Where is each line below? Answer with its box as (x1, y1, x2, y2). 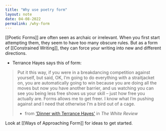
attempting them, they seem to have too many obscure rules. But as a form (5, 40, 158, 46)
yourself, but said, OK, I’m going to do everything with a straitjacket (17, 75, 155, 81)
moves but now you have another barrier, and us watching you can (17, 85, 154, 91)
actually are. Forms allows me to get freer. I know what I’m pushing (17, 96, 154, 102)
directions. (5, 50, 27, 56)
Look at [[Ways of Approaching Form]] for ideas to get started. (5, 120, 133, 126)
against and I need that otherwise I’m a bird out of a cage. (17, 101, 135, 107)
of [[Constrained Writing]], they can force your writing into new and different (5, 45, 161, 51)
